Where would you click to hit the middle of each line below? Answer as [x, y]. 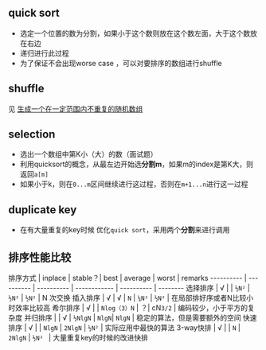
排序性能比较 [40, 257]
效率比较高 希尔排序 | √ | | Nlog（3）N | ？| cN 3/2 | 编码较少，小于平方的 [131, 308]
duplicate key [43, 210]
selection [32, 134]
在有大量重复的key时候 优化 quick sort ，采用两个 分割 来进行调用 [125, 230]
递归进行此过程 [44, 53]
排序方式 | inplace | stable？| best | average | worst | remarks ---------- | [127, 278]
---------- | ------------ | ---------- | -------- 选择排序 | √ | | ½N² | [144, 288]
